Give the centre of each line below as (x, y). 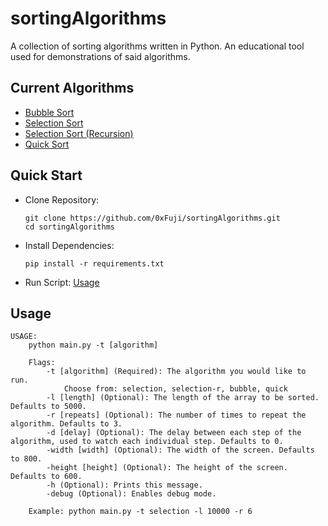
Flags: (42, 363)
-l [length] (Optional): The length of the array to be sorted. (183, 398)
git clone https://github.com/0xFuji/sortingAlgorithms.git (152, 218)
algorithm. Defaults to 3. (66, 424)
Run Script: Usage (62, 282)
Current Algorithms (72, 88)
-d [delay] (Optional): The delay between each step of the (174, 433)
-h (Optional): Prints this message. (124, 485)
